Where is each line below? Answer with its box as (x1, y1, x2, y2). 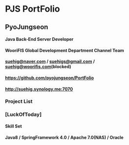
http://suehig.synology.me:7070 (5, 86, 73, 92)
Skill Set (5, 123, 22, 129)
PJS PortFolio (5, 3, 60, 15)
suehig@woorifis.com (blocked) (5, 64, 71, 70)
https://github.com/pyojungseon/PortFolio (5, 74, 94, 81)
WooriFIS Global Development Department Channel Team (5, 47, 125, 53)
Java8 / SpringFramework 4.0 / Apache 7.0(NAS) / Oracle (5, 134, 124, 140)
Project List (5, 98, 33, 105)
